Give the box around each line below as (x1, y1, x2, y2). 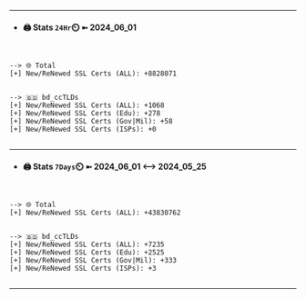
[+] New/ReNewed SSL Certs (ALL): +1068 (9, 101, 166, 110)
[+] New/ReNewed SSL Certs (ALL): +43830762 (9, 208, 181, 218)
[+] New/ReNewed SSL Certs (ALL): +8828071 (9, 69, 178, 78)
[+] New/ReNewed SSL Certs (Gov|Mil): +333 (9, 256, 178, 265)
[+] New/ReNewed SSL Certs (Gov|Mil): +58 (9, 117, 173, 126)
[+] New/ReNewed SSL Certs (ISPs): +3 (9, 264, 157, 273)
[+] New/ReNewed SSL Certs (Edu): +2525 (9, 248, 166, 257)
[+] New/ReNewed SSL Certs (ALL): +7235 (9, 240, 166, 250)
